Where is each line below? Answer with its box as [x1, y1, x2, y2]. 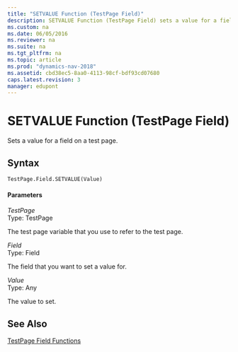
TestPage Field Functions [7, 336, 81, 345]
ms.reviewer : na [7, 37, 55, 44]
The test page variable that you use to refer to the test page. [7, 228, 183, 236]
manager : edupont [7, 83, 59, 90]
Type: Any [7, 283, 38, 292]
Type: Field [7, 249, 40, 257]
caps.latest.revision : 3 [7, 76, 81, 83]
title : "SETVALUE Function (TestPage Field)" [7, 10, 144, 18]
